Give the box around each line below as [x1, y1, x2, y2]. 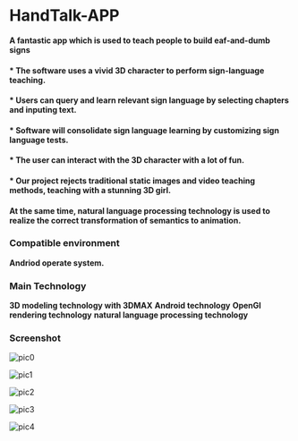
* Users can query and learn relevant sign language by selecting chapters [9, 95, 289, 106]
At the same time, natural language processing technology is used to [9, 205, 271, 216]
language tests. [9, 134, 69, 145]
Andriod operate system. [9, 257, 105, 268]
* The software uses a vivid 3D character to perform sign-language [9, 64, 265, 76]
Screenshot [9, 332, 61, 344]
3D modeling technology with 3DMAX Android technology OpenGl [9, 301, 261, 311]
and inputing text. [9, 105, 78, 115]
